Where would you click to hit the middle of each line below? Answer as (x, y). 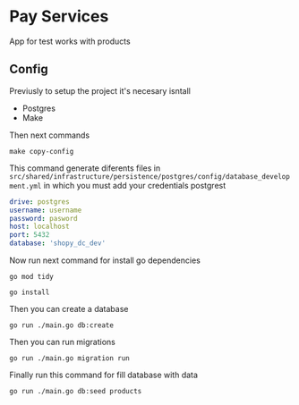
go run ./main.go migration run (69, 359)
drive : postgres (39, 202)
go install (30, 292)
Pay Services (59, 17)
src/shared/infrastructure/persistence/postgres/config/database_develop (150, 176)
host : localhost (39, 227)
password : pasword (43, 218)
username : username (46, 210)
